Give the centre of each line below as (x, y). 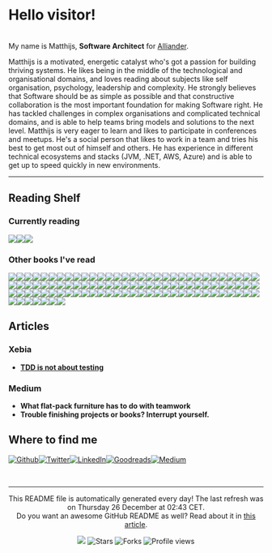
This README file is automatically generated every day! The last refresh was (136, 498)
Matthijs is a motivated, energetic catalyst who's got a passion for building (132, 62)
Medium (25, 388)
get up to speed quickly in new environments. (84, 165)
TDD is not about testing (62, 367)
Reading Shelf (45, 198)
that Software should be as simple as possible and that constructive (121, 96)
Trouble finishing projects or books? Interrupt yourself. (115, 414)
